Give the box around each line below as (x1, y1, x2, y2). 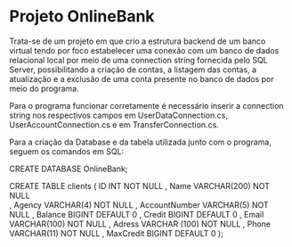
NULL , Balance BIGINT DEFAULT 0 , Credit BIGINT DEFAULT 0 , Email (9, 209, 264, 219)
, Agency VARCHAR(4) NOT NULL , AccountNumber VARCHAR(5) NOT (9, 199, 269, 210)
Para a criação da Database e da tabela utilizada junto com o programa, (9, 136, 272, 147)
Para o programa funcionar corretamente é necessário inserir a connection (9, 100, 284, 111)
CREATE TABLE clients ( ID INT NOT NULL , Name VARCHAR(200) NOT (9, 180, 270, 191)
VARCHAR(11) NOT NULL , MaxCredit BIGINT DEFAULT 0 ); (9, 227, 224, 238)
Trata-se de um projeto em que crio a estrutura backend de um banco (9, 36, 266, 46)
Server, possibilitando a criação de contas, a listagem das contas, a (9, 64, 256, 75)
